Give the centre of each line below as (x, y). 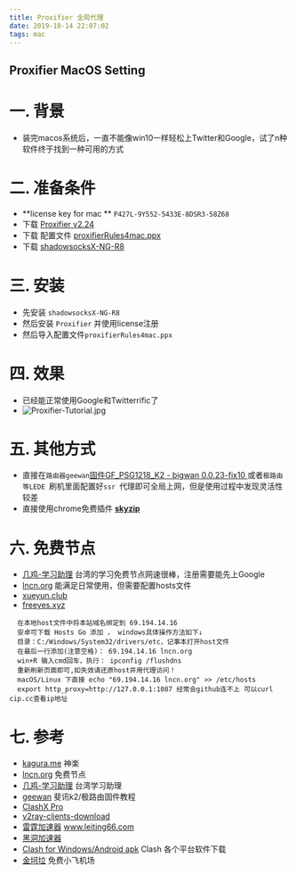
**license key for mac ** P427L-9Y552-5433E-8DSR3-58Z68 (125, 213)
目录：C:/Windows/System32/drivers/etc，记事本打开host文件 (123, 642)
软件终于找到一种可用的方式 (73, 149)
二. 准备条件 (52, 188)
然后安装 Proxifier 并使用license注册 (90, 323)
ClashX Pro (43, 807)
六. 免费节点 (52, 548)
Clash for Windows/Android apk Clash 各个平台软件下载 (124, 849)
